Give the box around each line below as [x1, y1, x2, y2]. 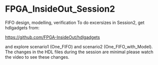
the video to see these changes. [5, 54, 70, 60]
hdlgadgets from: [5, 24, 40, 30]
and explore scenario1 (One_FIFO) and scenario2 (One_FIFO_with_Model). [5, 43, 153, 49]
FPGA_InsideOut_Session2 [5, 3, 115, 15]
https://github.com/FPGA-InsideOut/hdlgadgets [5, 34, 100, 40]
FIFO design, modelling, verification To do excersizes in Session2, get [5, 20, 145, 25]
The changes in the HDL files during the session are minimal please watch [5, 49, 154, 55]
